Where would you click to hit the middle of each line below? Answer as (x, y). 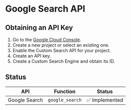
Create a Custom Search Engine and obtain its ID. (64, 61)
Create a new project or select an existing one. (61, 45)
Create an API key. (32, 56)
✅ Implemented (105, 100)
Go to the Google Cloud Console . (47, 40)
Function (64, 91)
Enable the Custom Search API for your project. (62, 50)
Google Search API (45, 9)
